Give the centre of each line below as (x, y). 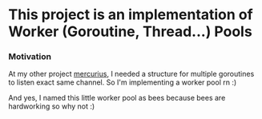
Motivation (30, 57)
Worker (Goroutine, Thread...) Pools (130, 32)
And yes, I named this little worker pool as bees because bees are (117, 98)
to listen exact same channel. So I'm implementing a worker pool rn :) (123, 82)
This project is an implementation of (131, 15)
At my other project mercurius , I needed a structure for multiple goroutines (131, 74)
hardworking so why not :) (52, 106)
